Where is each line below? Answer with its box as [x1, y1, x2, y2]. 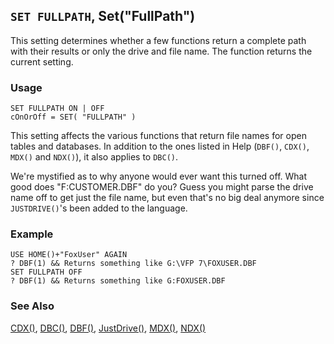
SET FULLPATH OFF [10, 267, 83, 278]
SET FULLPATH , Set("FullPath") [10, 8, 196, 25]
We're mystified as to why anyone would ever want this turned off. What [10, 170, 308, 183]
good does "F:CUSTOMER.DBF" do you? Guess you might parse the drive [10, 181, 314, 193]
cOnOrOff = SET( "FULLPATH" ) [10, 112, 137, 123]
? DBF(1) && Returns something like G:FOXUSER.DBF [10, 276, 226, 286]
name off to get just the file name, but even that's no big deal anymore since [10, 192, 325, 204]
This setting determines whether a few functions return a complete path [10, 34, 307, 46]
